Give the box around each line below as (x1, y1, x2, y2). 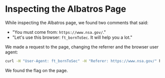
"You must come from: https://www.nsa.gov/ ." (12, 29, 107, 35)
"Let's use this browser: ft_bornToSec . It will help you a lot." (12, 34, 133, 40)
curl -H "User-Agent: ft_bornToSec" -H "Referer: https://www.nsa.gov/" (5, 58, 157, 63)
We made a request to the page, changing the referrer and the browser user (5, 44, 159, 50)
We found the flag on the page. (5, 67, 68, 73)
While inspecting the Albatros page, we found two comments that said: (5, 20, 149, 26)
